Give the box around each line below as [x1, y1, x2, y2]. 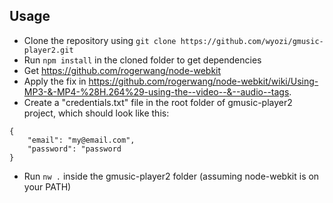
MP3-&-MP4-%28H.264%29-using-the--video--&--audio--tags [23, 85, 290, 98]
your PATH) [23, 180, 72, 193]
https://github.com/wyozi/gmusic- [180, 36, 324, 46]
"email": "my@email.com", [27, 135, 136, 145]
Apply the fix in [23, 75, 87, 87]
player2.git [23, 45, 74, 55]
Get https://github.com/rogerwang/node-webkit [23, 64, 222, 76]
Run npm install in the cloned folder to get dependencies [23, 54, 262, 66]
